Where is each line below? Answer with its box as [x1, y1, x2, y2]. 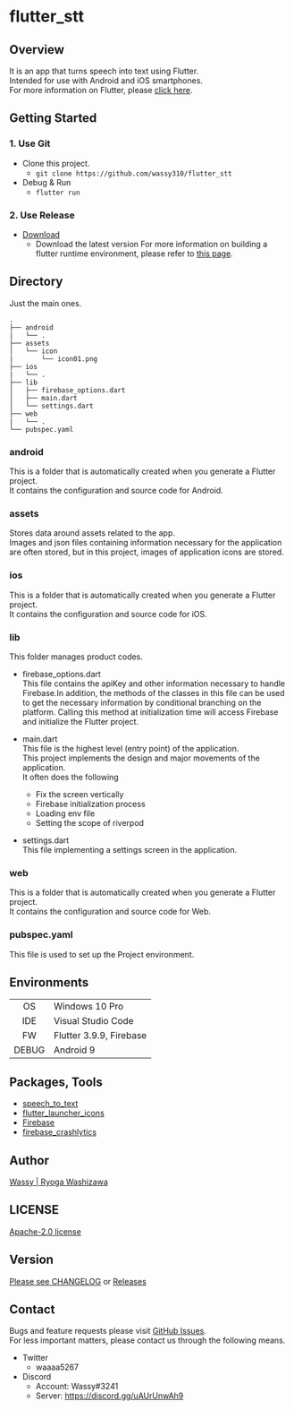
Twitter [21, 1353, 49, 1363]
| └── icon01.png [9, 354, 98, 364]
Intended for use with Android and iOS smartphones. [9, 75, 204, 86]
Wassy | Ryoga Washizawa [9, 1176, 109, 1188]
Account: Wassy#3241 [35, 1381, 119, 1392]
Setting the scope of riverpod [35, 817, 145, 828]
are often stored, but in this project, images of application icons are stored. [9, 546, 284, 557]
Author [9, 1153, 49, 1168]
